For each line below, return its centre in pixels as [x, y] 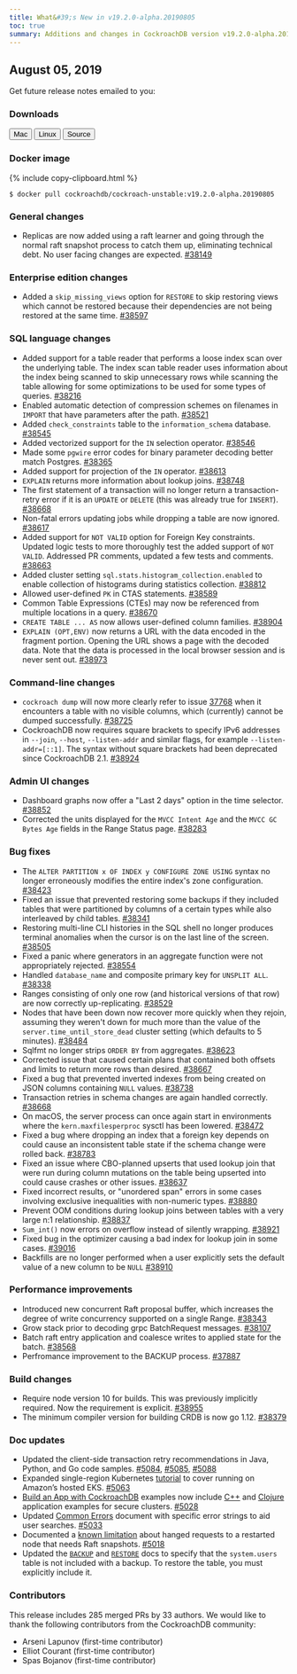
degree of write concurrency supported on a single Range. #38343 [144, 1318]
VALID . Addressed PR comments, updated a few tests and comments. [148, 556]
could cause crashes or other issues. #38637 [105, 1182]
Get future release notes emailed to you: [83, 91]
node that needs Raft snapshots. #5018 [93, 1545]
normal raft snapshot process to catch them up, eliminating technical [147, 246]
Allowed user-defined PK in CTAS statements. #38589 [120, 593]
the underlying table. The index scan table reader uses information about [155, 367]
